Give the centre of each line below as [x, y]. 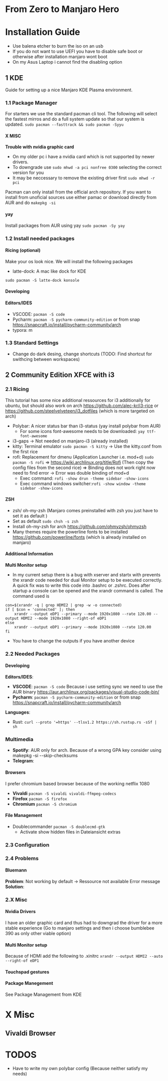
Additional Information [29, 554]
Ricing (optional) [23, 250]
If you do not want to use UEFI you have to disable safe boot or [77, 52]
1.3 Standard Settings [32, 343]
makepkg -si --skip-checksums [45, 756]
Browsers [16, 772]
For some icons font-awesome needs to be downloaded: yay [82, 431]
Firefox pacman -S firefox [40, 798]
